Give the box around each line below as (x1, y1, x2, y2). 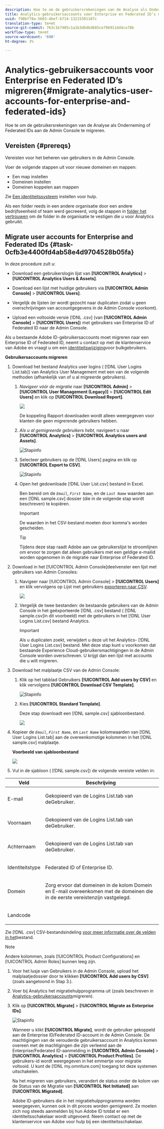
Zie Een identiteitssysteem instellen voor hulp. (5, 193, 98, 199)
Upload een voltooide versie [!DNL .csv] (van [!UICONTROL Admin (12, 314, 147, 321)
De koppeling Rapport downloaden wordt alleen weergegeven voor (19, 413, 155, 419)
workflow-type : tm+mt (5, 30, 49, 35)
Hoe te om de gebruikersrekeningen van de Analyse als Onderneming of (5, 122, 151, 128)
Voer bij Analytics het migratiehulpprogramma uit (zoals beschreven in (12, 988, 154, 994)
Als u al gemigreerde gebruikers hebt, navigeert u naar (19, 427, 130, 433)
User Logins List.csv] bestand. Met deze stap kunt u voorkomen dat (19, 642, 156, 648)
